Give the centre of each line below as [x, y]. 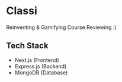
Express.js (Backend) [41, 66]
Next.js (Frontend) [37, 60]
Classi [22, 11]
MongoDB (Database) [41, 73]
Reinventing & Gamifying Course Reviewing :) [61, 27]
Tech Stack [27, 46]
